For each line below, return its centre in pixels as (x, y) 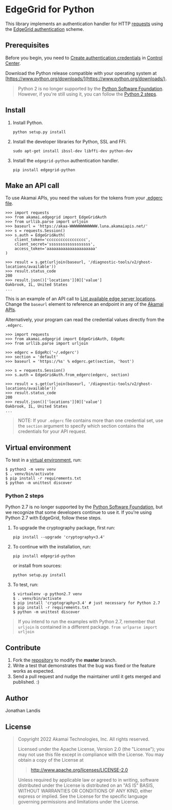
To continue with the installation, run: (52, 547)
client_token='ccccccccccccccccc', (53, 240)
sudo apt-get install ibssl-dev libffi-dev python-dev (73, 151)
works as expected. (34, 671)
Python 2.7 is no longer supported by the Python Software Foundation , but (84, 507)
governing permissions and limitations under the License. (79, 802)
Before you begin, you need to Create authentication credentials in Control (84, 58)
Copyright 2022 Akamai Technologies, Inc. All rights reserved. (84, 739)
